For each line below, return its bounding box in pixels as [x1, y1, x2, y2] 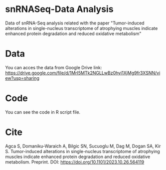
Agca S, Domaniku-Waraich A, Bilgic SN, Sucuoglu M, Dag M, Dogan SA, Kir [5, 143, 161, 149]
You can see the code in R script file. [5, 109, 81, 115]
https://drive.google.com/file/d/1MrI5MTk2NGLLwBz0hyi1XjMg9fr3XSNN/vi [5, 70, 161, 76]
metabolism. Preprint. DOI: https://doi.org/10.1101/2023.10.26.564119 [5, 159, 145, 165]
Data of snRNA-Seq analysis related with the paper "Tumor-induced [5, 20, 145, 26]
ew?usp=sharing [5, 75, 40, 81]
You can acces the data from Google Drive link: [5, 64, 102, 70]
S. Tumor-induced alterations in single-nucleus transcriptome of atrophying [5, 148, 161, 154]
